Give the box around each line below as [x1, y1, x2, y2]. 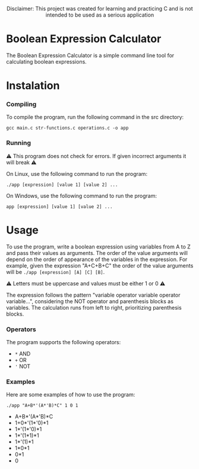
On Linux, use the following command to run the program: [6, 170, 147, 177]
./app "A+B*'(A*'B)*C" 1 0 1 [6, 402, 78, 409]
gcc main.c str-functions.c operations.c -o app [6, 125, 129, 131]
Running [6, 139, 31, 147]
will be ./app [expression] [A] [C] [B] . [6, 268, 105, 275]
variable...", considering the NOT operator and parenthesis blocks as [6, 297, 174, 305]
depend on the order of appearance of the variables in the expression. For [6, 256, 188, 263]
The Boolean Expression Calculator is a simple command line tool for [6, 52, 175, 59]
